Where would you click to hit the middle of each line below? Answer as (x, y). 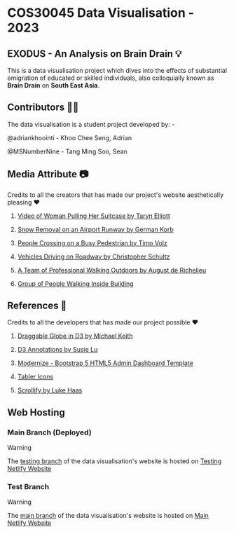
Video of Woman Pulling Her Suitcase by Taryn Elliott (94, 216)
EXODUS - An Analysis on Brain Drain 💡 (95, 54)
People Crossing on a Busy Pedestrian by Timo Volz (92, 242)
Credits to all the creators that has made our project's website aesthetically (116, 195)
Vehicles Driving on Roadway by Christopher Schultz (94, 256)
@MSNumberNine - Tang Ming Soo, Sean (67, 151)
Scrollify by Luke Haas (50, 390)
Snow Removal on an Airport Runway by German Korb (95, 229)
